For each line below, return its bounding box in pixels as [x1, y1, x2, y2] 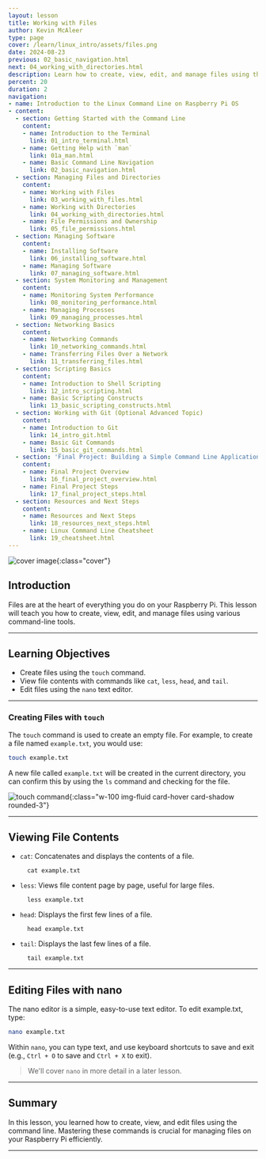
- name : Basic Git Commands [22, 439, 115, 446]
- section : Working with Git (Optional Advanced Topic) [15, 409, 203, 417]
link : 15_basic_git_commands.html [28, 446, 144, 454]
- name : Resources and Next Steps [22, 512, 136, 520]
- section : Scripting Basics [15, 365, 112, 373]
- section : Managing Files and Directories [15, 173, 161, 182]
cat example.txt [27, 867, 81, 875]
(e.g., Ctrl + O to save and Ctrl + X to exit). [8, 1051, 152, 1061]
